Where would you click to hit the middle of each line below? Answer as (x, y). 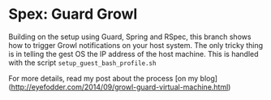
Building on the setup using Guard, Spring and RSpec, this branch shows (130, 37)
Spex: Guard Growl (73, 14)
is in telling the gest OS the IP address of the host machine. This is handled (133, 54)
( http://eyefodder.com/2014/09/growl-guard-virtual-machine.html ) (120, 87)
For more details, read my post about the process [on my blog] (113, 78)
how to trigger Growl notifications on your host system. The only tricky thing (136, 45)
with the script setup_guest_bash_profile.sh (82, 63)
